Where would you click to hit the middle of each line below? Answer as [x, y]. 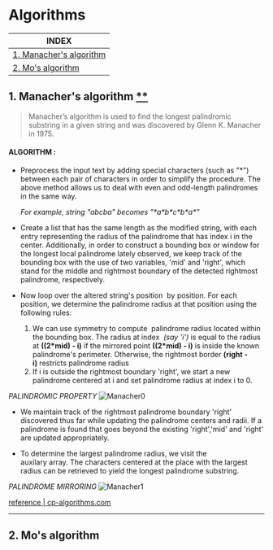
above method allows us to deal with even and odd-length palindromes [139, 187]
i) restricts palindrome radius [81, 363]
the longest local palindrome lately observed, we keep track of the [131, 253]
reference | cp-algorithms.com [60, 502]
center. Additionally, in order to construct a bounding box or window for [140, 245]
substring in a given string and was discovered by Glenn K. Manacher [145, 124]
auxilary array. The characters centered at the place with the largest [134, 462]
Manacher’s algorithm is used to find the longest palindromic [130, 116]
